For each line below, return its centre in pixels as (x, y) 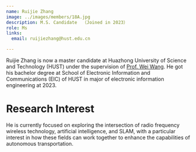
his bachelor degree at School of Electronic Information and (78, 73)
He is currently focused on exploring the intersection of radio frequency (93, 125)
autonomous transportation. (40, 143)
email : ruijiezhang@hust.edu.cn (51, 39)
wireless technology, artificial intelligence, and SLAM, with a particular (91, 131)
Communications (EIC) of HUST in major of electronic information (85, 79)
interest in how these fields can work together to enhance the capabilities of (98, 137)
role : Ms (17, 28)
